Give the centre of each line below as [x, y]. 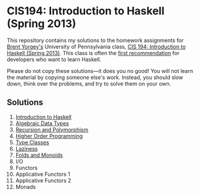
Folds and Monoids [39, 155]
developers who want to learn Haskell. [54, 59]
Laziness [26, 148]
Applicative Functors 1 [43, 174]
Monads [25, 187]
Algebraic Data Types [42, 123]
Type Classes [32, 142]
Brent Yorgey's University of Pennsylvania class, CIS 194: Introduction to [97, 47]
